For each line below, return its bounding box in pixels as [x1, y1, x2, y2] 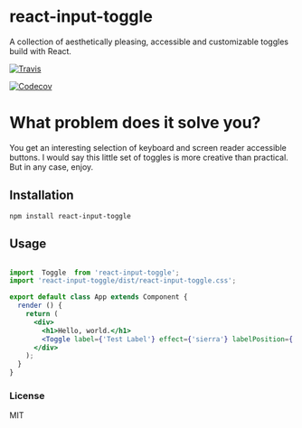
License [9, 389, 45, 402]
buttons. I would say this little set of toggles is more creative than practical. [9, 152, 289, 163]
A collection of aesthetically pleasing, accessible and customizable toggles [9, 36, 289, 47]
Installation [9, 188, 74, 203]
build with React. [9, 45, 72, 56]
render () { [17, 301, 63, 311]
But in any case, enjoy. [9, 161, 94, 172]
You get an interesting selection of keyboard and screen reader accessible [9, 142, 287, 153]
